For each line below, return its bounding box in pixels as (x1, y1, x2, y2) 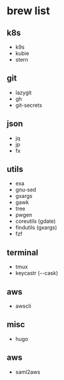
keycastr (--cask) (15, 270, 58, 277)
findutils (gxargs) (15, 224, 57, 231)
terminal (7, 247, 39, 257)
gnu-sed (15, 186, 36, 193)
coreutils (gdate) (15, 218, 56, 225)
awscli (15, 302, 31, 309)
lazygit (15, 89, 32, 96)
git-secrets (15, 101, 43, 108)
